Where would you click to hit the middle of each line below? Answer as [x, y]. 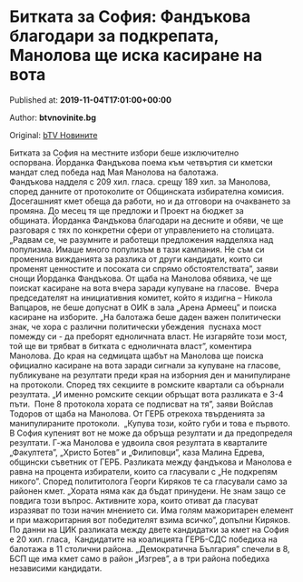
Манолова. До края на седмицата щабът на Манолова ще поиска [137, 356]
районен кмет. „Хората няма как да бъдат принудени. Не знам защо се [147, 491]
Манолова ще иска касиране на [136, 55]
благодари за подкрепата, [114, 36]
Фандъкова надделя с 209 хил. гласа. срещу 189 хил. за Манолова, [140, 181]
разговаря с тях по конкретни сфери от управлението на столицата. [142, 230]
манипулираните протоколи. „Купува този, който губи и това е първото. [150, 423]
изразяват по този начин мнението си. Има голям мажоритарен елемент [151, 510]
